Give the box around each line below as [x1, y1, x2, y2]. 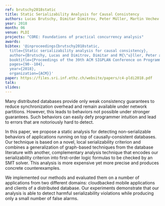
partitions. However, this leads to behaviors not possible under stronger [5, 108, 150, 114]
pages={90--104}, [9, 62, 45, 67]
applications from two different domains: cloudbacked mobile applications [5, 180, 155, 185]
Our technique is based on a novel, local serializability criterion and [5, 139, 141, 145]
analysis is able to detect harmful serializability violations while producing [5, 190, 154, 196]
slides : [5, 84, 21, 90]
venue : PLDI [5, 30, 29, 35]
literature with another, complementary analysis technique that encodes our [5, 149, 159, 155]
